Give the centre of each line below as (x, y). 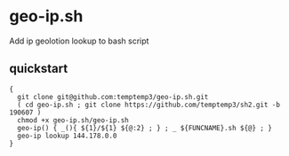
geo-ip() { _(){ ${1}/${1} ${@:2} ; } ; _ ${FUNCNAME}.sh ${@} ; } (145, 128)
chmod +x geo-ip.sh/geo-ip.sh (73, 120)
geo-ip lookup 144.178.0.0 (67, 136)
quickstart (39, 69)
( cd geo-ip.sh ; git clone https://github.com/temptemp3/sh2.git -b (149, 105)
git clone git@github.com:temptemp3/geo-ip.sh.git (113, 97)
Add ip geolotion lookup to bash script (79, 41)
